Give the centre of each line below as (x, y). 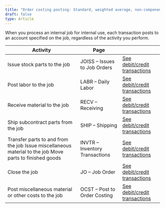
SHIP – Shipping (99, 125)
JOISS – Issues (97, 61)
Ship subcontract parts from (40, 122)
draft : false (18, 14)
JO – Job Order (98, 172)
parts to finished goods (34, 158)
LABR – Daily (95, 82)
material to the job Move (36, 152)
